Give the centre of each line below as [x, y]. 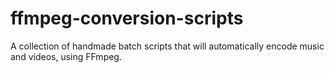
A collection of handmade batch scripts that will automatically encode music [167, 46]
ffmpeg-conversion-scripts [127, 18]
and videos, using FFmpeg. [66, 56]
